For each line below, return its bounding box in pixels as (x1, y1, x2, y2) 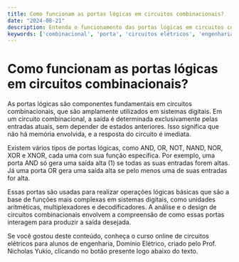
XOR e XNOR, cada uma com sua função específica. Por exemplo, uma (7, 151, 216, 160)
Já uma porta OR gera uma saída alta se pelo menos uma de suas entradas (7, 167, 228, 175)
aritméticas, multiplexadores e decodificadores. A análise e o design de (7, 203, 217, 211)
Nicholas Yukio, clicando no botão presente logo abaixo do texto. (7, 247, 198, 256)
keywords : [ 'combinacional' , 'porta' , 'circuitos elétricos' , (7, 30, 196, 38)
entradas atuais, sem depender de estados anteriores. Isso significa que (7, 122, 219, 131)
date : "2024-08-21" (7, 17, 65, 24)
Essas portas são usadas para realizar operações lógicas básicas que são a (7, 188, 230, 197)
